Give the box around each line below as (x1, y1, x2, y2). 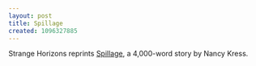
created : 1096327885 (8, 27, 79, 35)
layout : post (8, 11, 53, 20)
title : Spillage (8, 19, 63, 27)
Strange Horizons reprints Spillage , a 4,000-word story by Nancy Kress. (8, 49, 249, 59)
